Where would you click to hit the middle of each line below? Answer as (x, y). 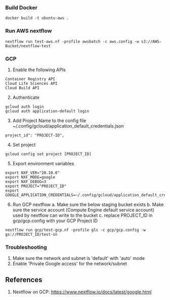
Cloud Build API (22, 88)
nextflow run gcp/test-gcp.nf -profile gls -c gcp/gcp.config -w (75, 230)
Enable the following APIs (39, 70)
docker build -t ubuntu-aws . (37, 18)
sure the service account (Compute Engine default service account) (83, 209)
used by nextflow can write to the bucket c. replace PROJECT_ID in (82, 215)
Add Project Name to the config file (49, 121)
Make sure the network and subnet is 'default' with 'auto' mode (79, 258)
